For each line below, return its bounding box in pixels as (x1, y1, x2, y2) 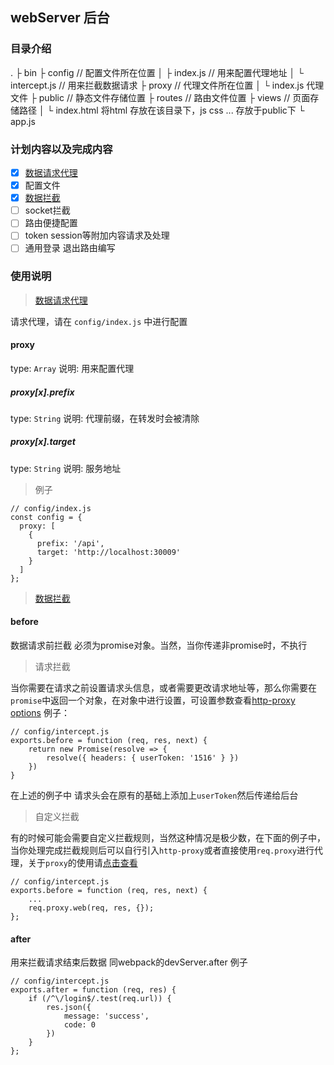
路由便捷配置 (24, 217, 78, 229)
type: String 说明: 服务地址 (10, 462, 122, 474)
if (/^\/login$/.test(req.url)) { (28, 994, 172, 1004)
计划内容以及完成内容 (10, 142, 113, 156)
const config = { (10, 512, 83, 522)
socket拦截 (24, 204, 71, 217)
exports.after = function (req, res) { (10, 985, 177, 995)
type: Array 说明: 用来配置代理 (10, 362, 135, 374)
